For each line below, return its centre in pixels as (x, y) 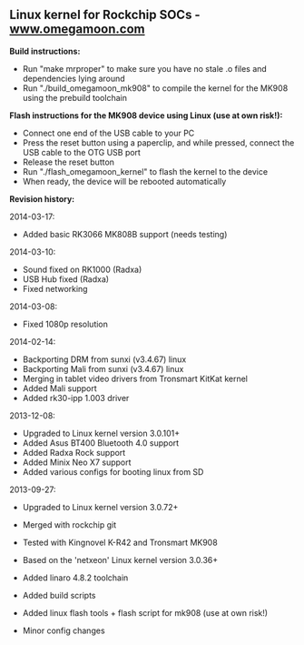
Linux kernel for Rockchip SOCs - (105, 15)
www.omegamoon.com (77, 30)
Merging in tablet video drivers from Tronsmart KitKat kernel (135, 378)
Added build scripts (59, 595)
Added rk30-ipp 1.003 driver (76, 398)
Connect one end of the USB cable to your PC (108, 133)
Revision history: (42, 198)
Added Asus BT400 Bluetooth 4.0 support (101, 443)
